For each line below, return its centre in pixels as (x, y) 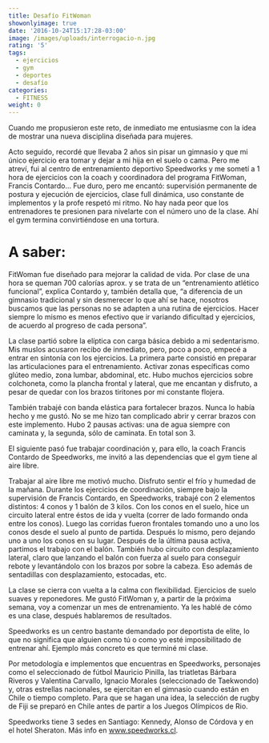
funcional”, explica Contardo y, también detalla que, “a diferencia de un (125, 291)
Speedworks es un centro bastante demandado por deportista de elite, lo (129, 631)
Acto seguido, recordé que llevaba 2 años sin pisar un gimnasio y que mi (128, 152)
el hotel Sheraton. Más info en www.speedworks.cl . (93, 730)
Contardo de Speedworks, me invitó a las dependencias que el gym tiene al (133, 457)
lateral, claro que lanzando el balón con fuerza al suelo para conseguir (124, 558)
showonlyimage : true (43, 23)
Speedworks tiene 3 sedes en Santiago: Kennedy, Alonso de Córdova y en (131, 722)
